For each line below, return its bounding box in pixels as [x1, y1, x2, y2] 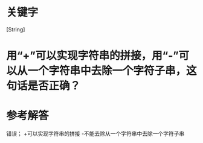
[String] [6, 25, 25, 33]
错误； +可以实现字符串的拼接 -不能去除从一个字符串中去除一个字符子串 [6, 130, 185, 138]
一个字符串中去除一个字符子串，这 [27, 64, 198, 78]
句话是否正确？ [6, 79, 81, 93]
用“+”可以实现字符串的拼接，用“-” [6, 49, 179, 63]
